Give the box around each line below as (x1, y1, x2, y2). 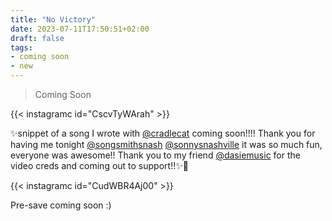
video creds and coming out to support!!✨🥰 (10, 160, 189, 171)
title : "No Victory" (10, 14, 97, 25)
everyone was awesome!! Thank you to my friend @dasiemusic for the (10, 149, 301, 161)
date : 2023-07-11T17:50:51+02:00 (10, 24, 150, 34)
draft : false (10, 33, 65, 43)
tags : (10, 42, 33, 53)
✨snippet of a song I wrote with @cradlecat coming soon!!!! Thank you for (10, 127, 316, 139)
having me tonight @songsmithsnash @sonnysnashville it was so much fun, (10, 139, 323, 150)
